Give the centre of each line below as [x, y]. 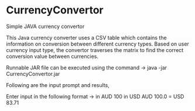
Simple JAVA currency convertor [45, 26]
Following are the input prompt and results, [58, 85]
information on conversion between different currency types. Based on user [97, 44]
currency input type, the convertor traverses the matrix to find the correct [95, 50]
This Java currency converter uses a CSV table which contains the [86, 37]
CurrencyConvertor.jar [33, 74]
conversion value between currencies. [52, 56]
